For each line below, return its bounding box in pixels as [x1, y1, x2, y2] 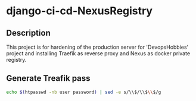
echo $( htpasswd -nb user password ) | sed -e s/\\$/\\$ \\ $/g [6, 89, 161, 95]
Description [6, 28, 51, 38]
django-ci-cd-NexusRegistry [6, 4, 153, 18]
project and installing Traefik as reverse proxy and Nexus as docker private [6, 50, 191, 57]
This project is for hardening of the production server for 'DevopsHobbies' [6, 43, 189, 50]
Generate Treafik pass [6, 73, 91, 84]
